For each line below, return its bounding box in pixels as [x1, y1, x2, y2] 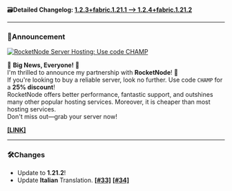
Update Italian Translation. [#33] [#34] [17, 176, 130, 184]
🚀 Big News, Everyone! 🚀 [7, 61, 80, 69]
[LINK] [7, 126, 26, 134]
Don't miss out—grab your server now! [7, 113, 117, 121]
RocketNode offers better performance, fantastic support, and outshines [7, 91, 213, 99]
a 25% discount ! [7, 83, 55, 91]
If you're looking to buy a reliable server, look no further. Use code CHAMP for [7, 75, 223, 84]
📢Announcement [7, 32, 66, 42]
